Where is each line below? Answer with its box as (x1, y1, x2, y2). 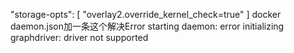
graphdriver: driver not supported (10, 32, 149, 43)
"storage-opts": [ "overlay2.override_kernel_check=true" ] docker (10, 9, 282, 20)
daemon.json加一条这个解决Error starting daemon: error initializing (10, 20, 285, 32)
